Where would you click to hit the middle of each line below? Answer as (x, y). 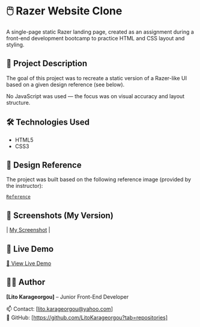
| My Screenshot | (28, 230)
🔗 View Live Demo (29, 263)
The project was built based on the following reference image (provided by (98, 179)
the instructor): (25, 186)
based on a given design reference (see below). (65, 84)
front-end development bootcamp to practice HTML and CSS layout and (95, 38)
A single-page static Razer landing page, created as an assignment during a (100, 32)
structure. (18, 102)
